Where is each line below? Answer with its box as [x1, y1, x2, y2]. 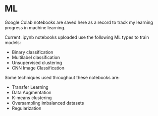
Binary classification [11, 49, 53, 55]
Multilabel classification [11, 54, 60, 60]
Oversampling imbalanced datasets [11, 100, 84, 106]
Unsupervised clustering [11, 59, 62, 65]
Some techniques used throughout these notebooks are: [4, 74, 120, 80]
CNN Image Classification [11, 65, 65, 71]
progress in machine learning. [4, 24, 65, 30]
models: [4, 39, 21, 45]
